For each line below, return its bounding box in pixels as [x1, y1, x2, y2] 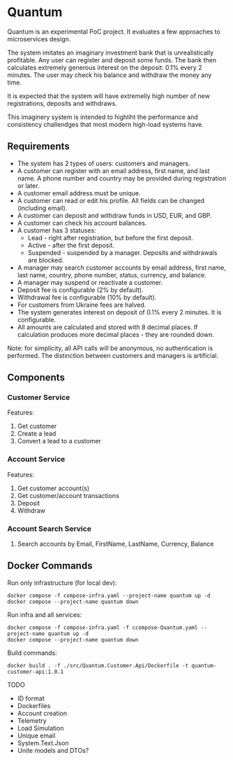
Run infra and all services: [7, 610, 82, 619]
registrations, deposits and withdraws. [7, 99, 117, 107]
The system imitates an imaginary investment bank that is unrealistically [7, 48, 214, 57]
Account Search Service [7, 523, 92, 533]
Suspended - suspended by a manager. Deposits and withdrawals [27, 248, 218, 256]
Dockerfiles [17, 701, 51, 710]
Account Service [7, 455, 66, 464]
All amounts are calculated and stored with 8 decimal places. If [17, 323, 198, 331]
